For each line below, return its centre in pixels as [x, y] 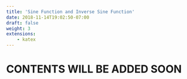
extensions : [21, 34]
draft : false [22, 23]
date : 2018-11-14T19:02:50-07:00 [48, 17]
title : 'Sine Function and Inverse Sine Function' [70, 12]
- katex [26, 39]
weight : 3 [19, 28]
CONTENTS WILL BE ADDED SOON [94, 69]
